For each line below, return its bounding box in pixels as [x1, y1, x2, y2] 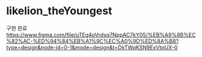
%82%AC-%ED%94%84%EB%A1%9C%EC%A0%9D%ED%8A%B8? [6, 37, 179, 45]
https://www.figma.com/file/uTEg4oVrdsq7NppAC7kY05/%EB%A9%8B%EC [6, 31, 196, 38]
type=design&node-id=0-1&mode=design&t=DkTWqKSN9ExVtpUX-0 [6, 43, 178, 51]
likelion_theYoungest [6, 4, 112, 18]
